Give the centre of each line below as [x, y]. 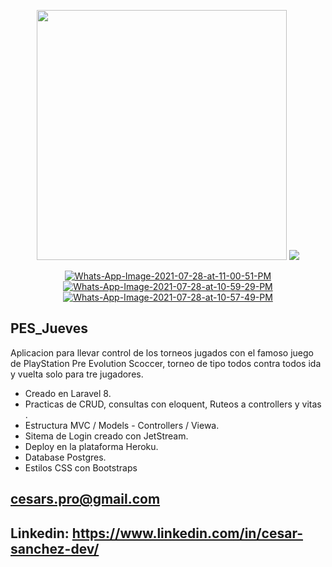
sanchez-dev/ [55, 548]
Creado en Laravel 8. [68, 393]
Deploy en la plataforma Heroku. [91, 446]
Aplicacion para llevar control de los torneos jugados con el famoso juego [162, 352]
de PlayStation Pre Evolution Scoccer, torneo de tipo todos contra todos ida [166, 363]
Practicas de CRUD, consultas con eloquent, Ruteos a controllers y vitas [173, 404]
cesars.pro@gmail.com [85, 499]
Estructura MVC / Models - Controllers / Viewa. [122, 425]
